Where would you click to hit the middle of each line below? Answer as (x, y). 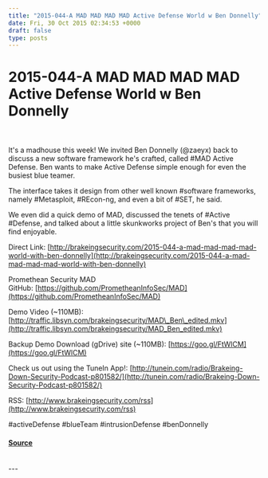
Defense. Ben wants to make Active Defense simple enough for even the (127, 167)
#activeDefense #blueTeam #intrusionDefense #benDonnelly (108, 425)
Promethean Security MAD (52, 280)
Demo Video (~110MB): (46, 312)
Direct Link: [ (29, 247)
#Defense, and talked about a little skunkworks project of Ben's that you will (133, 223)
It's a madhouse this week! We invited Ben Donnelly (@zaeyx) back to (123, 150)
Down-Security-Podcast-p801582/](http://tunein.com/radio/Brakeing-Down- (134, 377)
